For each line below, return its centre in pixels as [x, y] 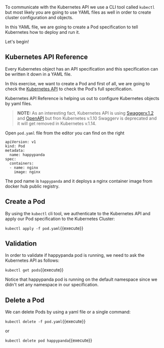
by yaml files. [18, 103]
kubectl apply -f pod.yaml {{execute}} [44, 228]
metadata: [15, 150]
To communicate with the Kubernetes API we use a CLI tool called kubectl [80, 7]
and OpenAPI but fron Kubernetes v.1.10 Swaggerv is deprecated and [87, 118]
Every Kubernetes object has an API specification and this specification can [82, 69]
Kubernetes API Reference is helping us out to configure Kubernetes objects [82, 98]
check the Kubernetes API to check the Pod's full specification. [69, 89]
